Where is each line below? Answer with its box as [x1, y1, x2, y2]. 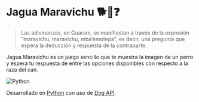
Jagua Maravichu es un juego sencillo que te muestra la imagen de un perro [6, 53, 194, 60]
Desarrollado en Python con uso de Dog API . [6, 89, 117, 96]
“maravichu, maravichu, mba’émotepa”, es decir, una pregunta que [20, 35, 185, 42]
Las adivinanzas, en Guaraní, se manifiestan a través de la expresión [20, 29, 190, 36]
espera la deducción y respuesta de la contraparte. [20, 42, 148, 49]
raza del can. [6, 66, 39, 73]
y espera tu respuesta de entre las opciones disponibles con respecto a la [6, 60, 188, 67]
